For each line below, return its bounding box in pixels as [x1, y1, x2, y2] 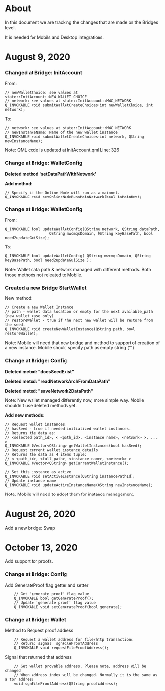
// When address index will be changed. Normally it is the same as [14, 673, 158, 678]
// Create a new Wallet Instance [5, 305, 74, 310]
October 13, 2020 [5, 542, 78, 553]
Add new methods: [5, 412, 45, 418]
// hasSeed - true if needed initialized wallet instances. [5, 426, 132, 431]
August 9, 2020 [5, 51, 70, 63]
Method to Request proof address [5, 627, 74, 634]
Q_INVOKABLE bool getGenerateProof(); [14, 596, 94, 601]
